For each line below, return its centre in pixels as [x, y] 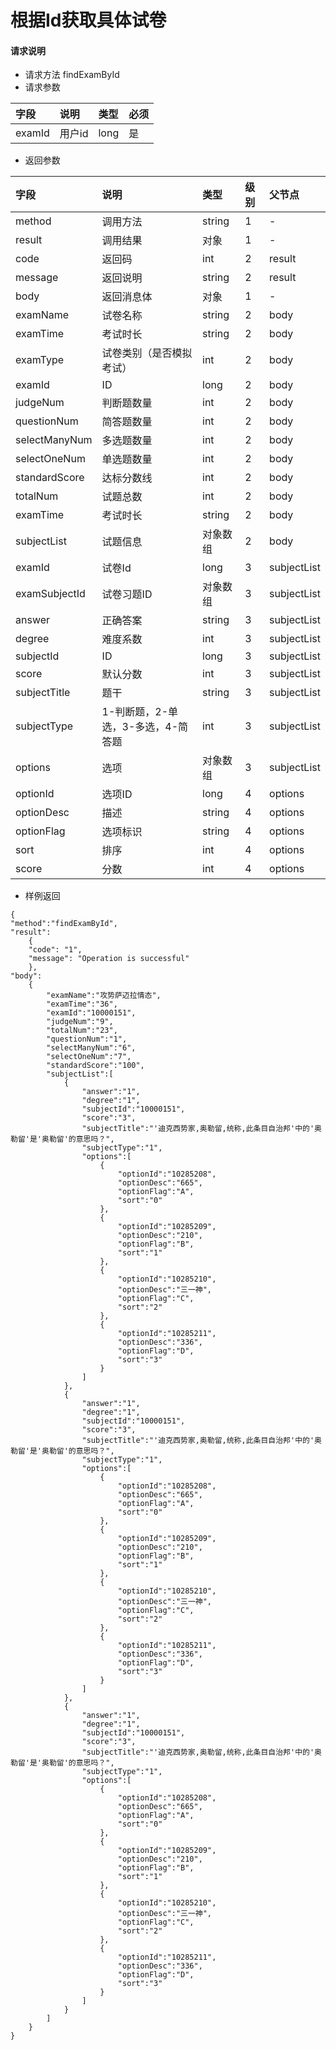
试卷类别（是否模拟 [147, 353]
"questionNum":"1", [87, 1039]
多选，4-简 [161, 727]
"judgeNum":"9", [80, 1022]
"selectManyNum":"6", [91, 1048]
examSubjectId [50, 594]
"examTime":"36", [82, 1004]
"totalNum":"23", [82, 1031]
